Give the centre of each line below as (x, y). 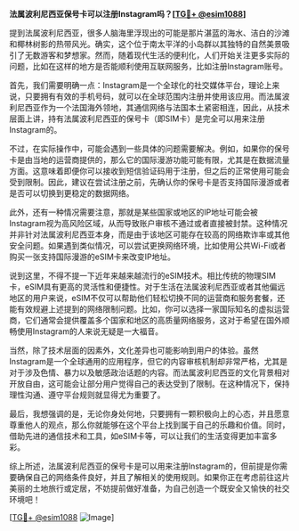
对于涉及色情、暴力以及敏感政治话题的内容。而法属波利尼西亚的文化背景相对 (149, 372)
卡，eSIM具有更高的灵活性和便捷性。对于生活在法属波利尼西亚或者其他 (139, 287)
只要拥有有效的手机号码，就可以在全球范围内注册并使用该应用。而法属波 (157, 96)
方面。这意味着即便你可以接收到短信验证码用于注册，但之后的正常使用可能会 (149, 171)
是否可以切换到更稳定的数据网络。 (72, 193)
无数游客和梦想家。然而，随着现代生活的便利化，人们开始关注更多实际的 (157, 55)
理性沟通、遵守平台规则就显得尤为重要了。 (87, 395)
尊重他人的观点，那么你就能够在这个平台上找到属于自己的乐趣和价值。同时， (149, 425)
